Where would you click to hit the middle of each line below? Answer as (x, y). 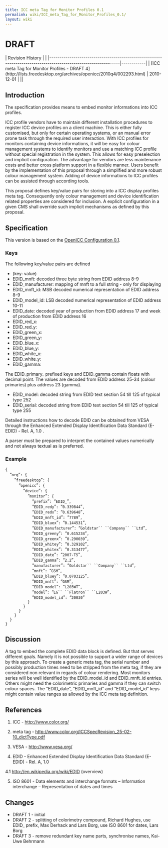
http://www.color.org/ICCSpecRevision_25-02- (83, 732)
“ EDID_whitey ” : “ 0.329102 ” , (60, 544)
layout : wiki (19, 19)
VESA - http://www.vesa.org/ (42, 747)
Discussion (23, 639)
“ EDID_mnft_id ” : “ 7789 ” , (57, 517)
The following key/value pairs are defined (48, 264)
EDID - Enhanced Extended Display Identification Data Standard (78, 757)
